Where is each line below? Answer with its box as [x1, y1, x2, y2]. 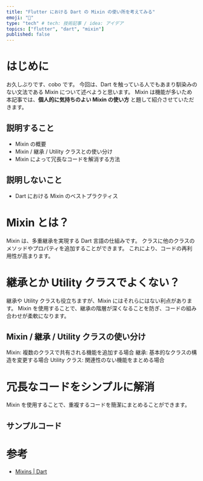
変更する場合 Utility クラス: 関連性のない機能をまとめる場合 [16, 356, 165, 364]
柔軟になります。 [27, 312, 70, 319]
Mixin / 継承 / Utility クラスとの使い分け [15, 148, 113, 155]
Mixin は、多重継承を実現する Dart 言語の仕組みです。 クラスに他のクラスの [6, 237, 195, 244]
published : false [6, 32, 50, 38]
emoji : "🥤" [6, 15, 34, 21]
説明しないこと [6, 175, 62, 185]
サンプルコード [6, 420, 62, 431]
